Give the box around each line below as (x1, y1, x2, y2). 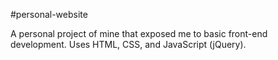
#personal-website (10, 9, 88, 20)
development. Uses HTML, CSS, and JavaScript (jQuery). (10, 39, 247, 50)
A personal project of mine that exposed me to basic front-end (10, 28, 268, 39)
